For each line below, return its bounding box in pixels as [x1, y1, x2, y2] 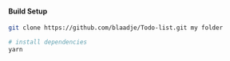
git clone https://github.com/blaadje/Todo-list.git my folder [8, 24, 224, 32]
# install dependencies [8, 38, 88, 47]
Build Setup [8, 6, 48, 16]
